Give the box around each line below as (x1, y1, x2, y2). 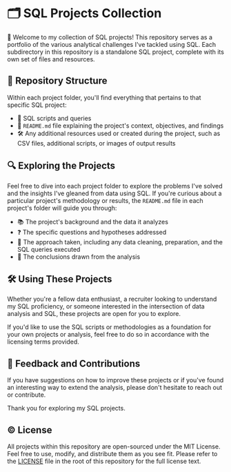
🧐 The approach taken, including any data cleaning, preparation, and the (17, 237, 223, 246)
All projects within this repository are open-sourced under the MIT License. (7, 442, 221, 451)
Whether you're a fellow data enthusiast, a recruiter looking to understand (7, 295, 217, 304)
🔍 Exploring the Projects (7, 160, 116, 172)
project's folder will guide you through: (7, 204, 117, 212)
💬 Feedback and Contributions (7, 357, 141, 369)
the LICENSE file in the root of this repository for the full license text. (7, 457, 201, 465)
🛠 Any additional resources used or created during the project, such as (17, 129, 221, 137)
